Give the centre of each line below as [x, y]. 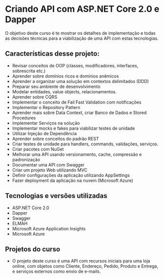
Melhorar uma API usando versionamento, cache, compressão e [77, 154]
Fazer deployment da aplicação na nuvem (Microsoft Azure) [73, 180]
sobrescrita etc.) [29, 71]
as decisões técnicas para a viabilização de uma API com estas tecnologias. [82, 38]
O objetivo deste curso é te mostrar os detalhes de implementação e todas [80, 33]
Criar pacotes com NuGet [38, 149]
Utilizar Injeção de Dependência [44, 133]
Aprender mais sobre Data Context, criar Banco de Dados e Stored [79, 112]
